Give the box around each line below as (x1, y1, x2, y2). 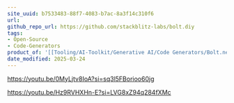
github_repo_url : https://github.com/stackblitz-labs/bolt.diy (7, 23, 195, 30)
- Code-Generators (7, 42, 61, 49)
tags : (7, 29, 23, 37)
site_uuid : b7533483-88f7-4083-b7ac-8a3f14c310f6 (7, 10, 155, 17)
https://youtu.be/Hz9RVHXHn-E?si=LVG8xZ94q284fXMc (7, 88, 172, 96)
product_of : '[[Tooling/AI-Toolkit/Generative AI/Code (7, 49, 170, 56)
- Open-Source (7, 36, 49, 43)
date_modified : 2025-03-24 (7, 56, 86, 63)
